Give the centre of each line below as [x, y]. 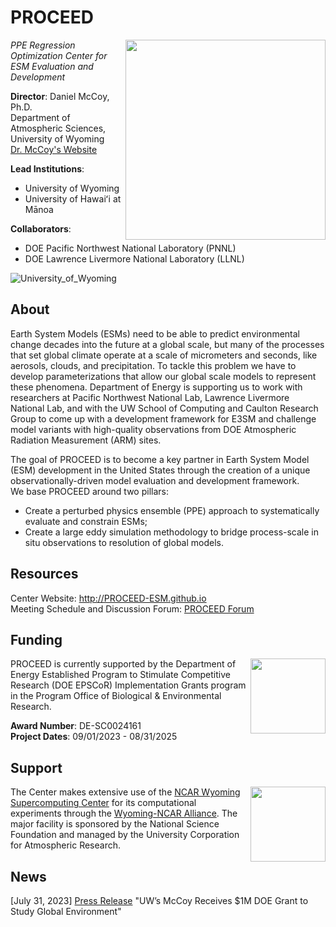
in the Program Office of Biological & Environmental [116, 696]
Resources [44, 574]
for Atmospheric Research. [65, 845]
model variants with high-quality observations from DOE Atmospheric [153, 429]
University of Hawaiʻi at [73, 198]
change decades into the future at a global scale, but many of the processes [167, 344]
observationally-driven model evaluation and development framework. [155, 480]
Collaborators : [41, 228]
